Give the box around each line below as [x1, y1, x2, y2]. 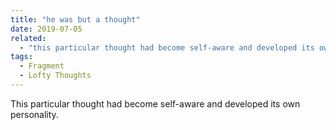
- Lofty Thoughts [19, 71, 92, 81]
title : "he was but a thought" [10, 14, 141, 25]
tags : [10, 52, 33, 62]
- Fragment [19, 61, 65, 71]
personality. [10, 108, 59, 120]
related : [10, 33, 47, 43]
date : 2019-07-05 [10, 24, 83, 34]
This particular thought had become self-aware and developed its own [10, 97, 301, 110]
